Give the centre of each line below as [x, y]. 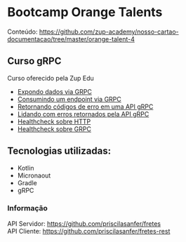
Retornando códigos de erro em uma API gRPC [85, 107]
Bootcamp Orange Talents [85, 12]
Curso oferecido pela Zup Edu [51, 78]
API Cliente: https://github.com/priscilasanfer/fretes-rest [89, 231]
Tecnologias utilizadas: [59, 151]
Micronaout [34, 175]
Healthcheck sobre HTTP [54, 121]
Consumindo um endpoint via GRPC [69, 99]
